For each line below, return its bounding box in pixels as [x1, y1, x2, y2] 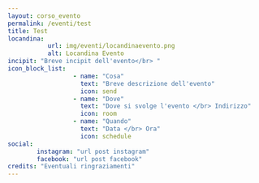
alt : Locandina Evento [47, 49, 125, 57]
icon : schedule [80, 132, 132, 140]
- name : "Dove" [72, 95, 125, 103]
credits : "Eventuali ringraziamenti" [7, 163, 136, 171]
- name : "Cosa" [72, 72, 125, 80]
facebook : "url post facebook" [37, 155, 143, 163]
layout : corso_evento [7, 11, 81, 20]
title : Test [7, 27, 48, 35]
